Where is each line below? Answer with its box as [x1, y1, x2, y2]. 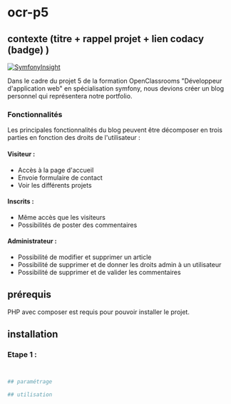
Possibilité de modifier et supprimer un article [17, 253, 152, 261]
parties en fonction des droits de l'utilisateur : [7, 133, 140, 142]
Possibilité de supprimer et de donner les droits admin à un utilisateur [17, 260, 222, 268]
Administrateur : [7, 237, 57, 246]
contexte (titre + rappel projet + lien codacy [7, 33, 205, 45]
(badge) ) [7, 44, 50, 56]
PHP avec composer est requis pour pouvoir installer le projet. [7, 308, 190, 316]
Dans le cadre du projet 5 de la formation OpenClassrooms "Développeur [7, 76, 222, 85]
